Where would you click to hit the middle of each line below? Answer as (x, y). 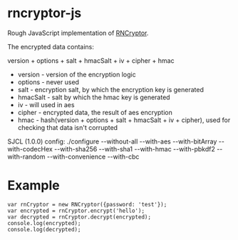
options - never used (48, 82)
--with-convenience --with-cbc (93, 156)
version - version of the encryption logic (77, 74)
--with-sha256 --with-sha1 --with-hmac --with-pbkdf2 (135, 149)
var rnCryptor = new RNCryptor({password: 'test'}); (87, 204)
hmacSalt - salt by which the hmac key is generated (94, 97)
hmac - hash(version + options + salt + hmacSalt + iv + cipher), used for (124, 120)
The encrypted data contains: (51, 46)
